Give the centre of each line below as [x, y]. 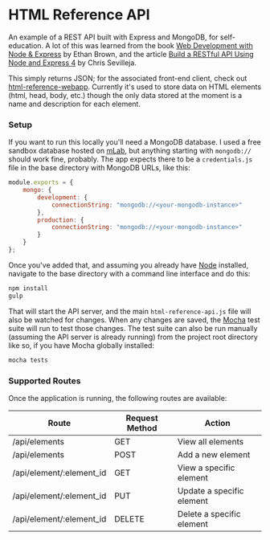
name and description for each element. [74, 104]
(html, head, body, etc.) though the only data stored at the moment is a [125, 95]
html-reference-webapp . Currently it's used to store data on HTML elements [135, 87]
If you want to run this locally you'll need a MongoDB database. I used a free [135, 142]
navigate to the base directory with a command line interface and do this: [129, 273]
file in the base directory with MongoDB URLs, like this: [99, 168]
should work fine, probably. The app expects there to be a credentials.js [131, 159]
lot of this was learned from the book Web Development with [152, 45]
